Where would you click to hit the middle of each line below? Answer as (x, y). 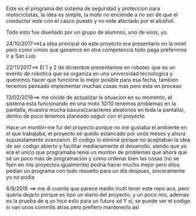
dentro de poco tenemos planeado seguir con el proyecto (75, 116)
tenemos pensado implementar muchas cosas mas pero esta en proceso (94, 86)
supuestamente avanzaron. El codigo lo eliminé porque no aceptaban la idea (98, 140)
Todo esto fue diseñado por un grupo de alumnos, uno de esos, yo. (87, 32)
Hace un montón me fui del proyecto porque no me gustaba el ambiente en (97, 127)
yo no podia (20, 177)
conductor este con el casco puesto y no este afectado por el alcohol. (90, 21)
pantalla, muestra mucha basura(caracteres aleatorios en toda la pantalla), (96, 110)
